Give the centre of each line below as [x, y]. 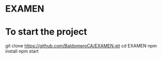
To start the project [46, 32]
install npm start [22, 51]
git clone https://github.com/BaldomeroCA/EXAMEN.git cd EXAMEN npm [81, 46]
